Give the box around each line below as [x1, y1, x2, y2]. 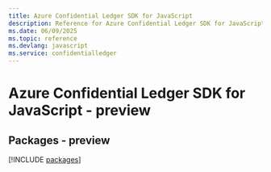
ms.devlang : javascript [8, 42, 89, 50]
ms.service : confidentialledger [8, 49, 117, 57]
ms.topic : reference [8, 34, 78, 43]
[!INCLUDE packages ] [8, 155, 81, 164]
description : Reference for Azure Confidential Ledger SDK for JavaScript [8, 19, 265, 27]
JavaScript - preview [8, 102, 152, 120]
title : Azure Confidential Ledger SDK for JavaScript [8, 11, 194, 20]
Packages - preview [8, 133, 110, 147]
